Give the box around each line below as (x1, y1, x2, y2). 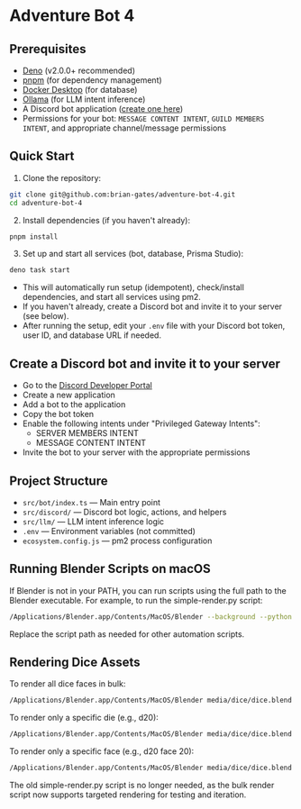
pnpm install (9, 232, 59, 241)
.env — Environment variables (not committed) (22, 525, 196, 536)
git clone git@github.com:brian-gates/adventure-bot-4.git (9, 190, 236, 199)
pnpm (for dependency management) (22, 75, 162, 86)
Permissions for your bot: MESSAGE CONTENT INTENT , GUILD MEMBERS (22, 114, 265, 123)
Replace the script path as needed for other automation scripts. (9, 628, 245, 640)
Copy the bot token (22, 409, 95, 420)
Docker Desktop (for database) (22, 85, 138, 95)
